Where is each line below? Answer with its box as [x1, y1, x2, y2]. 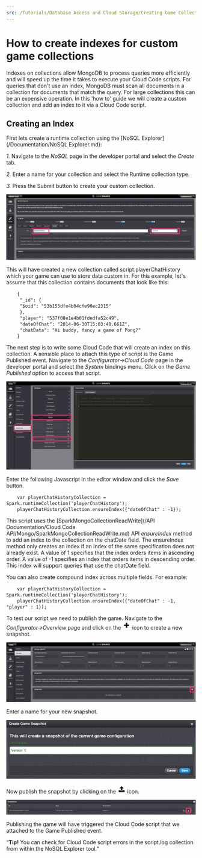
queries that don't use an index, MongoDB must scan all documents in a [6, 82, 185, 89]
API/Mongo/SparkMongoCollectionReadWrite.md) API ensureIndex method [6, 530, 192, 537]
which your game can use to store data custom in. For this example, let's [6, 272, 186, 280]
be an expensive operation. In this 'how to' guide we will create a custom [6, 95, 187, 102]
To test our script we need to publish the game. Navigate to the [6, 615, 162, 622]
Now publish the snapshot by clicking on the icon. [6, 788, 139, 795]
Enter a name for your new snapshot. [6, 708, 98, 715]
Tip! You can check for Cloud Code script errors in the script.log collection [8, 838, 194, 846]
